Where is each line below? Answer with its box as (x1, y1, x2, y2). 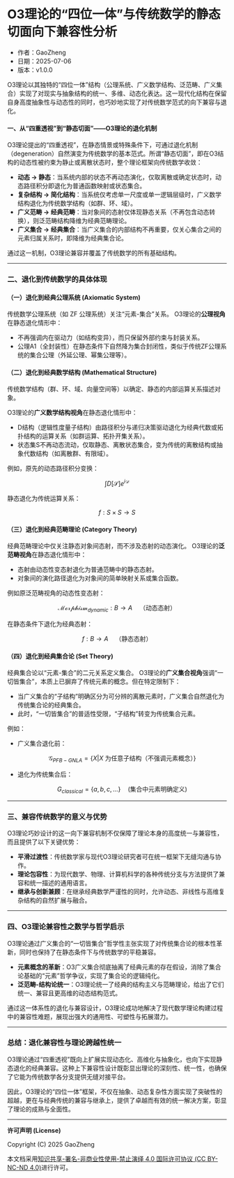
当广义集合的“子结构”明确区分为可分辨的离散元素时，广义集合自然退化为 (17, 692, 225, 701)
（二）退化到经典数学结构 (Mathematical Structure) (7, 368, 157, 377)
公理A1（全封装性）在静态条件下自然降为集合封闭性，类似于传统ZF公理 (17, 342, 221, 351)
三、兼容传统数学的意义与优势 (7, 812, 108, 822)
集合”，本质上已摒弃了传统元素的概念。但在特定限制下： (19, 677, 181, 686)
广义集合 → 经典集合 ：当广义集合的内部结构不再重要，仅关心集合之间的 (17, 225, 221, 234)
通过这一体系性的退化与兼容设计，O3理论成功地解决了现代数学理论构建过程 (7, 1004, 224, 1012)
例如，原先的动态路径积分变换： (7, 465, 99, 473)
